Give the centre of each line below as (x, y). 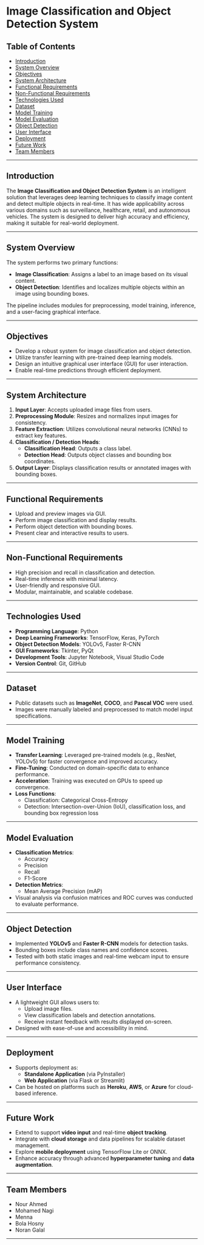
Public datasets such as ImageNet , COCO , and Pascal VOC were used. (104, 703)
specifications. (33, 716)
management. (32, 1145)
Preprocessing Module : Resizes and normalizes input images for (97, 416)
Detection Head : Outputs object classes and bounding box (98, 455)
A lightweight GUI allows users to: (57, 1002)
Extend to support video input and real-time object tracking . (91, 1133)
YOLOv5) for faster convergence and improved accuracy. (87, 762)
